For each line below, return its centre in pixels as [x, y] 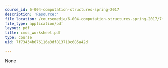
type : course [19, 38]
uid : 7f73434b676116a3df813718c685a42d [47, 42]
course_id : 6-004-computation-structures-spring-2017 [62, 10]
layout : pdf [17, 28]
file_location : [21, 19]
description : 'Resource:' [32, 14]
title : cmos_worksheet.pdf [33, 33]
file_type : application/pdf [34, 24]
